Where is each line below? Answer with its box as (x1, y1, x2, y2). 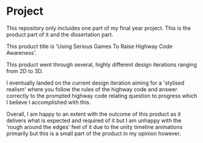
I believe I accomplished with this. (6, 99, 91, 106)
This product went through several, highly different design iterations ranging (6, 61, 198, 68)
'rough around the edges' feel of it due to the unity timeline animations (6, 123, 183, 130)
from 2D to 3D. (6, 67, 44, 74)
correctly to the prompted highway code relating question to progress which (6, 92, 198, 99)
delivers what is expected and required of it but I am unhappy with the (6, 117, 182, 124)
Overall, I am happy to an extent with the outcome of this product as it (6, 110, 181, 117)
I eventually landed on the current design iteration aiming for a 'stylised (6, 79, 185, 86)
